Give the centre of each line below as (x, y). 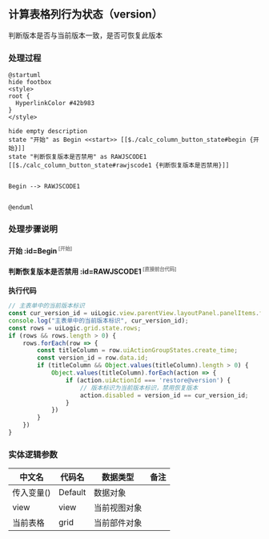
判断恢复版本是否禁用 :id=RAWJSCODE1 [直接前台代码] (92, 271)
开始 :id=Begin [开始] (40, 250)
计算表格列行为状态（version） (85, 14)
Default (72, 492)
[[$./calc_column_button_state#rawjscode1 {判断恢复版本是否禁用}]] (119, 166)
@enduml (21, 208)
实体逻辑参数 (33, 454)
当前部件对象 (118, 523)
